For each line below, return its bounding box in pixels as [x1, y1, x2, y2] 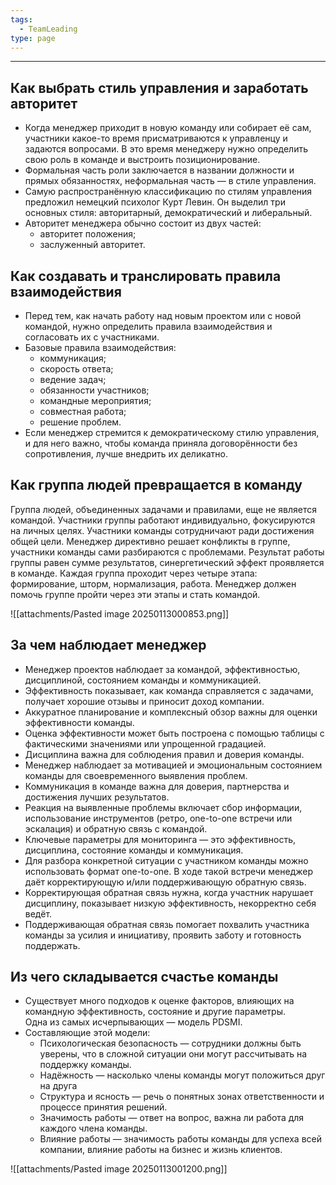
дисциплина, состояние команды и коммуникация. [24, 844, 244, 856]
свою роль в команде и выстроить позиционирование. [24, 154, 261, 166]
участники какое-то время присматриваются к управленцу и [24, 132, 288, 145]
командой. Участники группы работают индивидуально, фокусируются [10, 514, 316, 526]
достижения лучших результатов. [24, 791, 170, 803]
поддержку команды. [39, 1059, 132, 1071]
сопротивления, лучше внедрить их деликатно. [24, 448, 229, 460]
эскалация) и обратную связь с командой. [24, 822, 208, 835]
